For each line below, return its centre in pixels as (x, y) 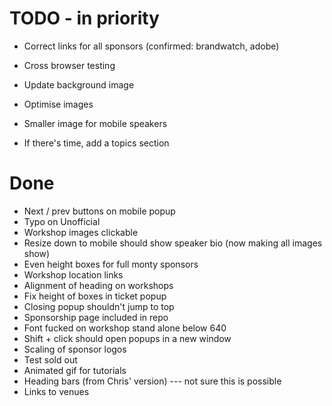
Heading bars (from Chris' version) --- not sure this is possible (152, 381)
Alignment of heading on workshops (98, 285)
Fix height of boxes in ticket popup (95, 296)
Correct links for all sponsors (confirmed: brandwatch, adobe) (151, 46)
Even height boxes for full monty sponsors (111, 264)
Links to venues (56, 391)
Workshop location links (73, 274)
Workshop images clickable (81, 232)
